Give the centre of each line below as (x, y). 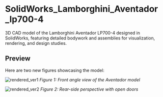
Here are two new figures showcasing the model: (55, 70)
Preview (18, 59)
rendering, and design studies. (36, 43)
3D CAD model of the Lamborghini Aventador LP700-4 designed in (73, 33)
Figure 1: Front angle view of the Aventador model (90, 79)
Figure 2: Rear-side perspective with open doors (89, 89)
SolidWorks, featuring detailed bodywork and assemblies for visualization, (80, 38)
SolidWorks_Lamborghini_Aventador (81, 9)
